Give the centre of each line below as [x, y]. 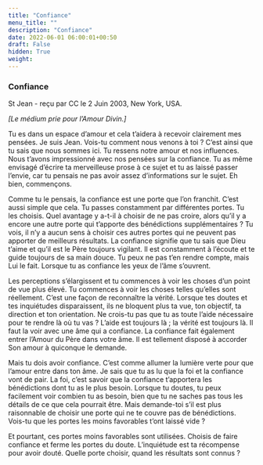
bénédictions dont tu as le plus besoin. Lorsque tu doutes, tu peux [115, 388]
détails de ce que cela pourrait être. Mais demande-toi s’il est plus [115, 405]
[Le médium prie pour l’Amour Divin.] [67, 119]
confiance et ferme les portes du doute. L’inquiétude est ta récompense [124, 445]
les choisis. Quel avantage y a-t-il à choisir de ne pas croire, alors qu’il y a [127, 216]
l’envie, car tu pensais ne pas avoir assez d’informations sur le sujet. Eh [123, 176]
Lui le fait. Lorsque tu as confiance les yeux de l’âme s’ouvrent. [110, 266]
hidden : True [29, 52]
